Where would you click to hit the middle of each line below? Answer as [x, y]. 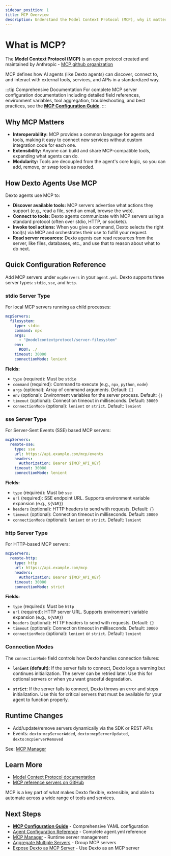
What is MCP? [36, 45]
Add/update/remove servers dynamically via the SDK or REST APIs [83, 728]
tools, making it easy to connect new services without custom [77, 140]
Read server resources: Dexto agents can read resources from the [83, 238]
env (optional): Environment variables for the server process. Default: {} [88, 395]
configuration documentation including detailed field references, [73, 95]
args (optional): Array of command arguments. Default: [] [73, 390]
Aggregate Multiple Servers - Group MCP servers [64, 843]
